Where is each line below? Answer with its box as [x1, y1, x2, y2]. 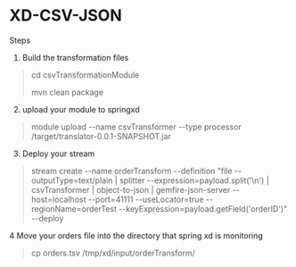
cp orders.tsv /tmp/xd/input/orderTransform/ [30, 247, 196, 258]
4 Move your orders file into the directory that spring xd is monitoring [9, 229, 263, 241]
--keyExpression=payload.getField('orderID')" [119, 203, 288, 214]
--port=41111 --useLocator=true [87, 194, 204, 204]
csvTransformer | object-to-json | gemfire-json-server [30, 184, 231, 195]
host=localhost [30, 194, 86, 204]
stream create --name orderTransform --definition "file [30, 165, 233, 176]
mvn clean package [30, 87, 104, 97]
